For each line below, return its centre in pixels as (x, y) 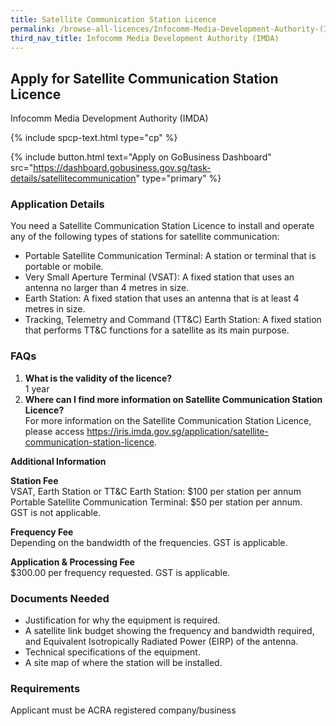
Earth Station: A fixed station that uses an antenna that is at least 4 (162, 298)
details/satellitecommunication (73, 178)
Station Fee (34, 480)
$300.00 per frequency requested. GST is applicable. (120, 572)
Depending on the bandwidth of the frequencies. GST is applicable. (149, 542)
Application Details (57, 204)
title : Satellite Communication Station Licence (113, 19)
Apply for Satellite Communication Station (144, 78)
